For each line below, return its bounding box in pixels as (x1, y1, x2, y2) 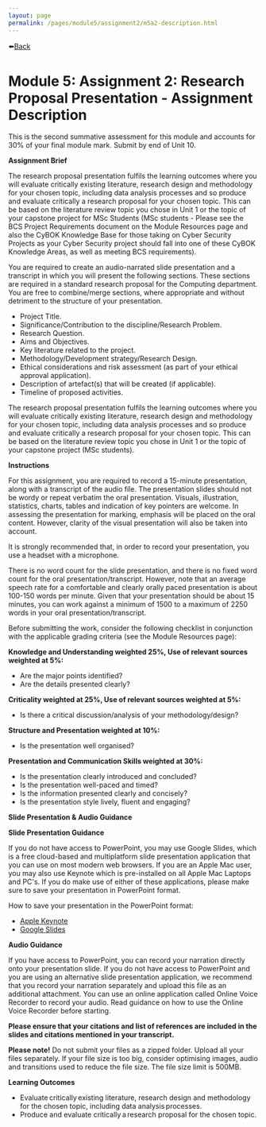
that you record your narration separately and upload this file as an (8, 981, 227, 990)
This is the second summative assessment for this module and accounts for (8, 132, 256, 141)
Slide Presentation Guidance (8, 828, 105, 838)
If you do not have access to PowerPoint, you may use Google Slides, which (8, 843, 256, 853)
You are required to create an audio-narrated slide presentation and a (8, 263, 236, 272)
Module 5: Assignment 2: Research (8, 72, 245, 90)
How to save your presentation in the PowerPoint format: (8, 901, 194, 910)
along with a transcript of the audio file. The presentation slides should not (8, 484, 252, 494)
